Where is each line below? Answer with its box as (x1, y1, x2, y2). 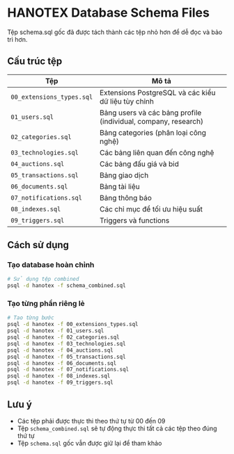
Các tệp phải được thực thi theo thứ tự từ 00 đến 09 (17, 416, 166, 425)
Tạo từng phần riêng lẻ (7, 299, 85, 309)
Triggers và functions (100, 216, 170, 225)
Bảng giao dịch (100, 170, 149, 180)
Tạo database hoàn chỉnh (7, 260, 95, 270)
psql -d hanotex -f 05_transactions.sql (7, 353, 127, 360)
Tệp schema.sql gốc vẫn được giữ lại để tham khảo (17, 439, 162, 447)
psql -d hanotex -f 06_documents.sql (7, 359, 117, 366)
